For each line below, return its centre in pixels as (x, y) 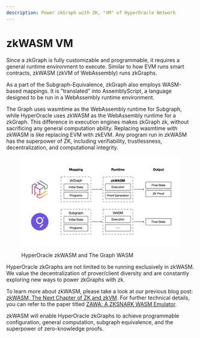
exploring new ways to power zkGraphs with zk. (65, 280)
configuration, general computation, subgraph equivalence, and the (90, 322)
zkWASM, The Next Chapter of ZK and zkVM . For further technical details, (98, 298)
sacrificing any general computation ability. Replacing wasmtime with (92, 128)
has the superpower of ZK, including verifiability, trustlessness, (84, 141)
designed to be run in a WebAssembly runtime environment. (80, 97)
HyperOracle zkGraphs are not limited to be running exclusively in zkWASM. (100, 267)
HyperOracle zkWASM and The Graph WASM (77, 255)
